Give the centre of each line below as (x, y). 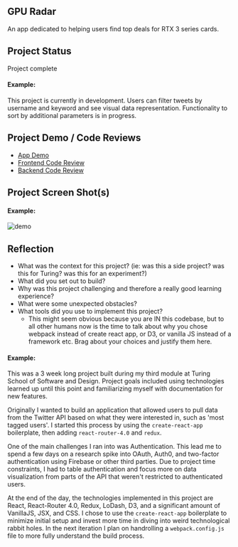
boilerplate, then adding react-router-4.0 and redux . (85, 432)
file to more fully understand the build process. (76, 536)
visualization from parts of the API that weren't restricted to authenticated (115, 477)
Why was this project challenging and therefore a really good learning (120, 289)
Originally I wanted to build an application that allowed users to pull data (113, 410)
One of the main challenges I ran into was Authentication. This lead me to (114, 447)
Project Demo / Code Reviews (74, 138)
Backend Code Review (50, 170)
